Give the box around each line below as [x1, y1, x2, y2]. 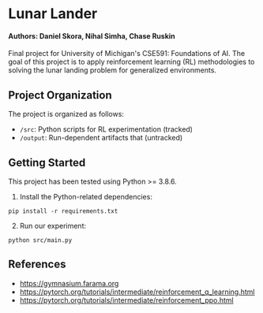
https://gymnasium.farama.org [19, 278, 119, 288]
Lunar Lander [8, 5, 98, 23]
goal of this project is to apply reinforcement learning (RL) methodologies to [8, 57, 255, 67]
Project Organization [8, 88, 112, 102]
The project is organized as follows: [8, 110, 125, 119]
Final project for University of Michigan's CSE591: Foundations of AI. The [8, 49, 246, 58]
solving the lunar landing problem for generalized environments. [8, 65, 217, 75]
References [8, 258, 66, 271]
